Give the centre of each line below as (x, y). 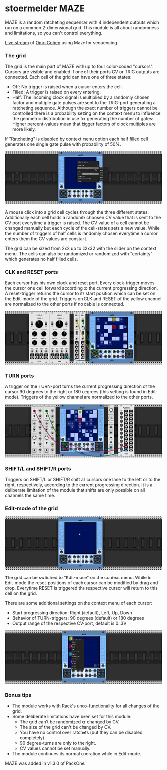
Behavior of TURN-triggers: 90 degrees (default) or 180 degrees (78, 618)
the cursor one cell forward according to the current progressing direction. (82, 288)
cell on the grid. (21, 593)
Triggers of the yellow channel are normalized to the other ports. (87, 397)
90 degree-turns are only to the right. (58, 743)
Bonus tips (18, 695)
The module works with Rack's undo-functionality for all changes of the (86, 706)
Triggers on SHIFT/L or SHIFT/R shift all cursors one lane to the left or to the (83, 479)
